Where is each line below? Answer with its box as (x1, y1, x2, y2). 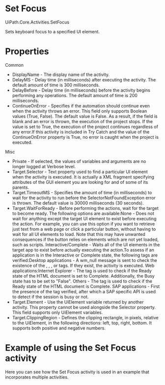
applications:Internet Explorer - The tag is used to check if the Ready (12, 268, 152, 274)
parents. (12, 184, 29, 190)
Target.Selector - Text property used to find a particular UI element (12, 169, 148, 175)
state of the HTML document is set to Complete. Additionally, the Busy (12, 273, 155, 279)
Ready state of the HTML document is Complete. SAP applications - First (12, 283, 160, 289)
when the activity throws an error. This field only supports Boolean (12, 108, 147, 114)
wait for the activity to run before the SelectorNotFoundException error (12, 195, 156, 201)
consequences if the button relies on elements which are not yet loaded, (12, 236, 159, 242)
